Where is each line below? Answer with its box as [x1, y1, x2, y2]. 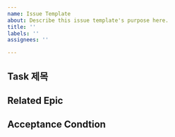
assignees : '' [7, 37, 49, 44]
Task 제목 [7, 70, 49, 82]
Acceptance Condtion [7, 119, 106, 131]
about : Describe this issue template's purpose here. [7, 17, 169, 24]
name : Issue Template [7, 10, 71, 18]
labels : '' [7, 30, 40, 37]
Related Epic [7, 94, 64, 106]
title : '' [7, 23, 37, 30]
